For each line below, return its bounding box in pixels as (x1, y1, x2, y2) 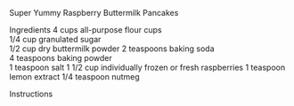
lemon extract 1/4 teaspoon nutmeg (9, 72, 140, 82)
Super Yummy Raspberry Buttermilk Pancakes (9, 8, 179, 18)
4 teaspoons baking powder (9, 53, 113, 63)
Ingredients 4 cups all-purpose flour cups (9, 25, 162, 34)
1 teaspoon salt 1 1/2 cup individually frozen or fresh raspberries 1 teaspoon (9, 62, 286, 72)
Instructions (9, 88, 53, 99)
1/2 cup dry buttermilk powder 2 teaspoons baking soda (9, 43, 216, 54)
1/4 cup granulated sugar (9, 34, 102, 44)
